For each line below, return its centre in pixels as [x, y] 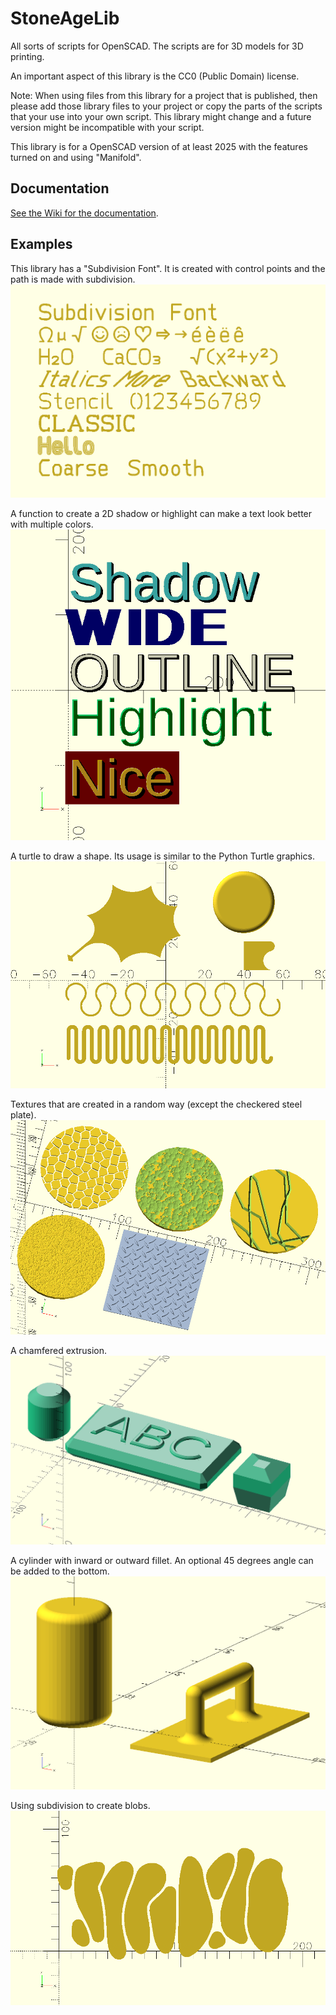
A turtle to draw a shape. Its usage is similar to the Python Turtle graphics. [162, 856]
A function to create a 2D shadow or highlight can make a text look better [161, 513]
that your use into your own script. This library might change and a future [161, 116]
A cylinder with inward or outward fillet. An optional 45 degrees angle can [162, 1560]
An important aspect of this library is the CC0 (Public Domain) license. [155, 76]
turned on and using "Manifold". [76, 157]
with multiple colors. [52, 524]
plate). [23, 1115]
